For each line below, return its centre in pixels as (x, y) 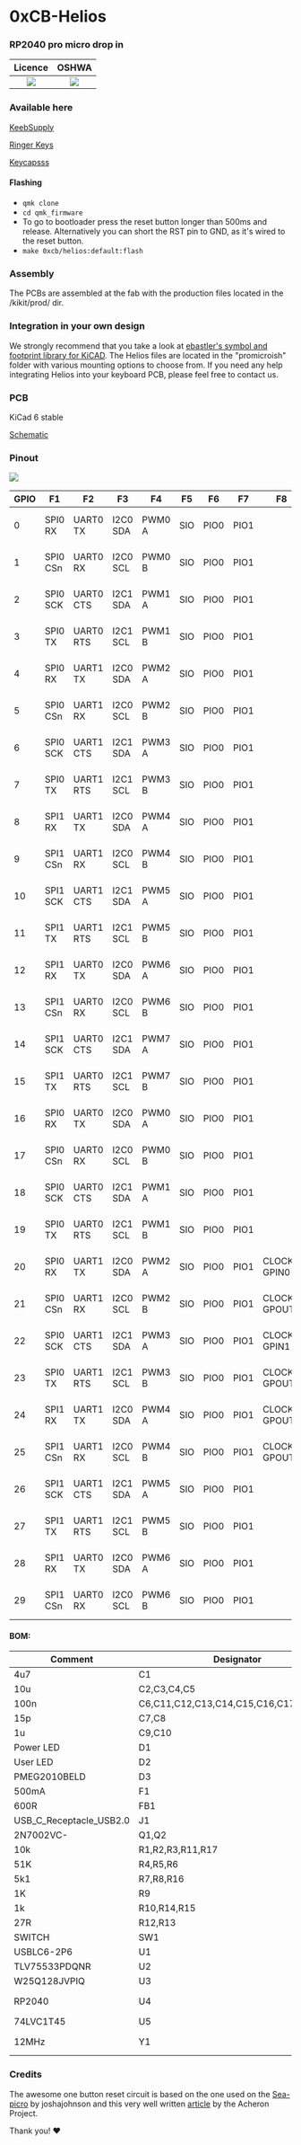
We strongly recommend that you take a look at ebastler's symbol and (138, 346)
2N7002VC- (41, 1835)
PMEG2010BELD (50, 1777)
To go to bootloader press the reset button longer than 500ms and (144, 221)
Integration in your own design (77, 326)
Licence (31, 67)
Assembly (32, 273)
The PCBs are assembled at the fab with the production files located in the (146, 293)
